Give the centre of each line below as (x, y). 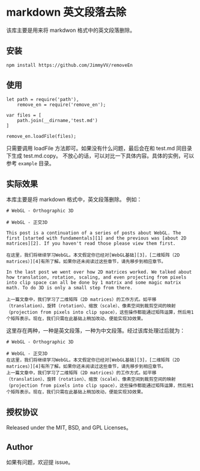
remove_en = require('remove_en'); (62, 105)
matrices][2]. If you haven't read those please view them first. (91, 244)
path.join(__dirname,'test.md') (57, 120)
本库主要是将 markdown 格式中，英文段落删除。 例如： (74, 200)
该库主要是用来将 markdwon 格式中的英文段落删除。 (71, 30)
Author (20, 447)
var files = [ (24, 115)
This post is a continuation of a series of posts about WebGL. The (94, 233)
